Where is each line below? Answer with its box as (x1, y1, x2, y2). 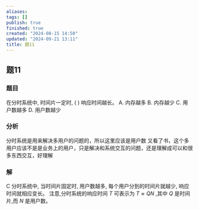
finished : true (6, 25, 44, 31)
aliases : (6, 8, 28, 15)
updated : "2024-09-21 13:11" (6, 36, 78, 42)
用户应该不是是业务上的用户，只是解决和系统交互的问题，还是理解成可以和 (6, 144, 188, 151)
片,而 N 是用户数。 (6, 198, 52, 205)
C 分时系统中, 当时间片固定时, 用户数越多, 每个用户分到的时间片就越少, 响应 (6, 183, 190, 190)
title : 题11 (6, 42, 35, 48)
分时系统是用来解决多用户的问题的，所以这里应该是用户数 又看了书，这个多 (6, 137, 190, 144)
